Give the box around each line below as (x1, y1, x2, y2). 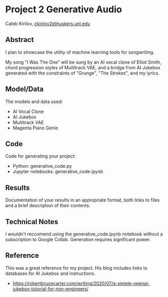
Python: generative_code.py (12, 163, 73, 169)
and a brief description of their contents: (5, 203, 90, 209)
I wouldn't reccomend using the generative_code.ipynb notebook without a (5, 231, 163, 237)
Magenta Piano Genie (12, 125, 58, 131)
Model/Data (5, 85, 44, 93)
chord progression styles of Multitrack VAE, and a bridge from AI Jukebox (5, 64, 161, 70)
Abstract (5, 35, 34, 44)
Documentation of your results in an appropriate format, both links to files (5, 197, 160, 203)
